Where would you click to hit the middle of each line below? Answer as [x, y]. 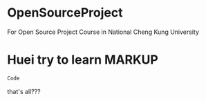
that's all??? [24, 91]
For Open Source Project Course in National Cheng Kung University [103, 32]
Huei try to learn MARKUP [83, 60]
